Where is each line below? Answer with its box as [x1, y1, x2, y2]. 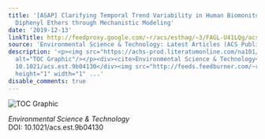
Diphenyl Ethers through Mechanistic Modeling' [15, 19, 175, 27]
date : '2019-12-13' [8, 26, 73, 34]
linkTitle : [8, 33, 44, 42]
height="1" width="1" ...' [15, 70, 104, 78]
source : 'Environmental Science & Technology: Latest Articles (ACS [8, 41, 238, 49]
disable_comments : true [8, 77, 87, 85]
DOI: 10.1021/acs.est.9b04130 [8, 123, 104, 132]
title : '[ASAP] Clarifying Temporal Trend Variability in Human [8, 11, 224, 20]
